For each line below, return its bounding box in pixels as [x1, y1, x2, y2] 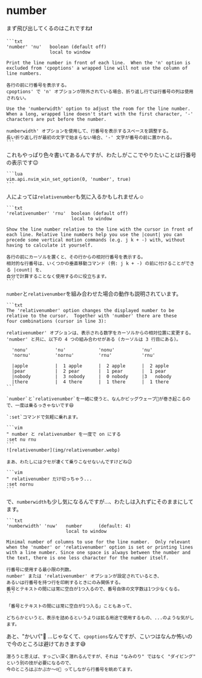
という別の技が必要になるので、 [6, 660, 74, 666]
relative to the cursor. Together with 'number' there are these [6, 313, 177, 319]
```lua [6, 171, 23, 177]
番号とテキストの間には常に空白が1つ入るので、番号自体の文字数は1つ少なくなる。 [6, 586, 183, 592]
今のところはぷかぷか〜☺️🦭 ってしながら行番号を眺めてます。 [6, 666, 135, 673]
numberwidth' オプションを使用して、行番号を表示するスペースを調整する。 [6, 128, 171, 134]
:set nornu [6, 481, 34, 487]
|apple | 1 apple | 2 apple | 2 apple [11, 362, 169, 369]
